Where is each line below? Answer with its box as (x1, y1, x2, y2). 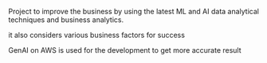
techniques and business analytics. (8, 15, 124, 24)
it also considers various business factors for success (8, 31, 186, 39)
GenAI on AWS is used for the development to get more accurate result (8, 46, 241, 54)
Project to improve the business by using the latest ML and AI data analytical (8, 7, 259, 16)
